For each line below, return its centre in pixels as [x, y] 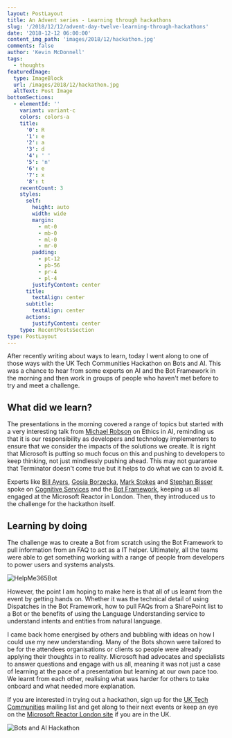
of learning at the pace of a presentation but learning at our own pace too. [113, 671]
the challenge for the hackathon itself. [61, 504]
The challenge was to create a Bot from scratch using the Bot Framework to [115, 543]
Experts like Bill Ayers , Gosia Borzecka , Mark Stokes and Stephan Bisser [110, 482]
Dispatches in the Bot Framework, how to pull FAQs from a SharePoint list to [115, 606]
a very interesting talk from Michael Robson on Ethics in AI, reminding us [111, 432]
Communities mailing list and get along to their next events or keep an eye [113, 707]
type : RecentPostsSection [57, 330]
